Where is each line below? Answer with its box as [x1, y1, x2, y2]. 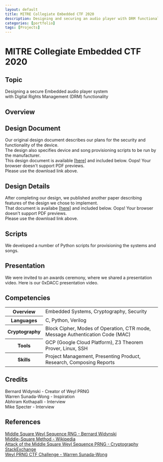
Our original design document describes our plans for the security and [5, 137, 146, 143]
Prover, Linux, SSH [45, 345, 88, 352]
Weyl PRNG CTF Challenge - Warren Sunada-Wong [5, 451, 108, 457]
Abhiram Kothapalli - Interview [5, 398, 66, 404]
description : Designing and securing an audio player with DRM [5, 16, 136, 21]
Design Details [5, 182, 50, 190]
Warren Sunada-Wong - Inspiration [5, 394, 75, 399]
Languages [11, 317, 37, 324]
